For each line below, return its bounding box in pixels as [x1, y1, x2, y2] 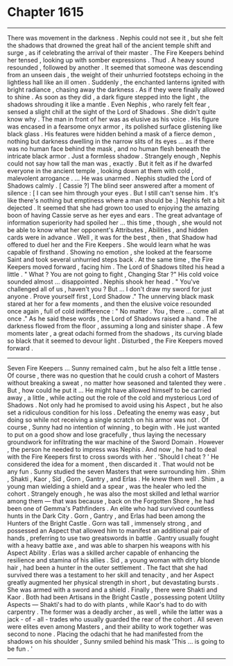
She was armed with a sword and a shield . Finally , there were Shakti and [7, 585, 218, 594]
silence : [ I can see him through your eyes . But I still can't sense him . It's [7, 188, 218, 197]
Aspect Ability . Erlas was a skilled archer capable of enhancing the [7, 549, 200, 557]
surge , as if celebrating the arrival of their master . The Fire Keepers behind [7, 48, 224, 56]
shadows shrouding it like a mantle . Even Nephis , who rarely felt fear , [7, 100, 210, 108]
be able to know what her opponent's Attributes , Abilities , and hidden [7, 225, 209, 234]
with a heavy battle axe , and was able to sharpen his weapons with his [7, 541, 210, 549]
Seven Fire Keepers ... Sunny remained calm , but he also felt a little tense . [7, 364, 221, 372]
